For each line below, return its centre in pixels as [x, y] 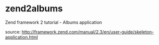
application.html [22, 37]
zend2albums [34, 9]
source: [13, 32]
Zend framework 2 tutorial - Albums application [54, 22]
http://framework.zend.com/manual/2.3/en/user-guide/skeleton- [88, 32]
